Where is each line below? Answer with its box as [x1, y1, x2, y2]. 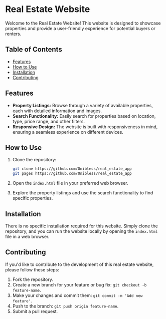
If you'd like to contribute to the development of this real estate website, [5, 261, 154, 267]
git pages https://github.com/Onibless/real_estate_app [12, 171, 132, 176]
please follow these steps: [5, 266, 59, 272]
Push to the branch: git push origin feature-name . [12, 303, 119, 309]
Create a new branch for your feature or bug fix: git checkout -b [12, 281, 147, 287]
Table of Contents [5, 45, 63, 54]
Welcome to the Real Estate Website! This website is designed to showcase [5, 20, 161, 26]
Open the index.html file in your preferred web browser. [12, 180, 129, 186]
